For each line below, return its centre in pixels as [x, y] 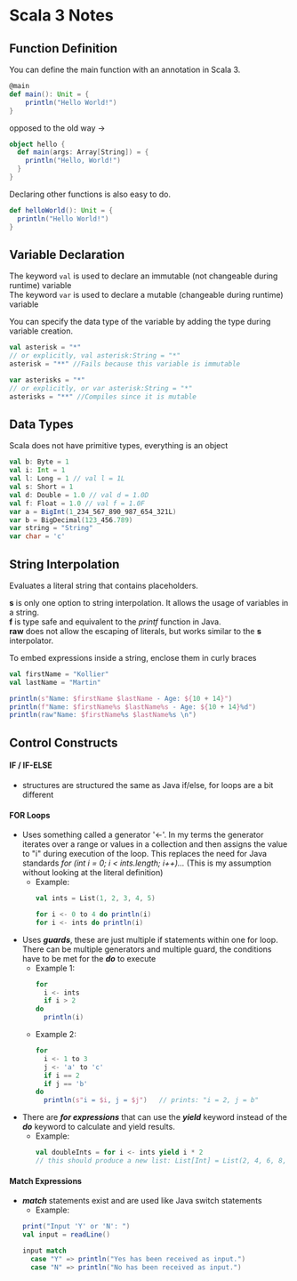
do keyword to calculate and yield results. [98, 1127]
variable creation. [41, 331]
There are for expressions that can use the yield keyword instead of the [154, 1117]
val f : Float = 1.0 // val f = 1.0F [77, 504]
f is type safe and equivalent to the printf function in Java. [115, 621]
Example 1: [55, 968]
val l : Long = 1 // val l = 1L [67, 479]
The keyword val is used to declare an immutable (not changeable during [144, 276]
